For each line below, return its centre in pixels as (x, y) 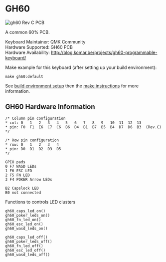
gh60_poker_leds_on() (28, 215)
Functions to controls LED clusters (40, 202)
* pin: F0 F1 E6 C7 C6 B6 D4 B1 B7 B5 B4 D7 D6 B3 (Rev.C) (83, 127)
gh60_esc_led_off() (25, 250)
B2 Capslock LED (22, 188)
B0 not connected (23, 193)
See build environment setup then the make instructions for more (72, 86)
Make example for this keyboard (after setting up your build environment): (81, 67)
